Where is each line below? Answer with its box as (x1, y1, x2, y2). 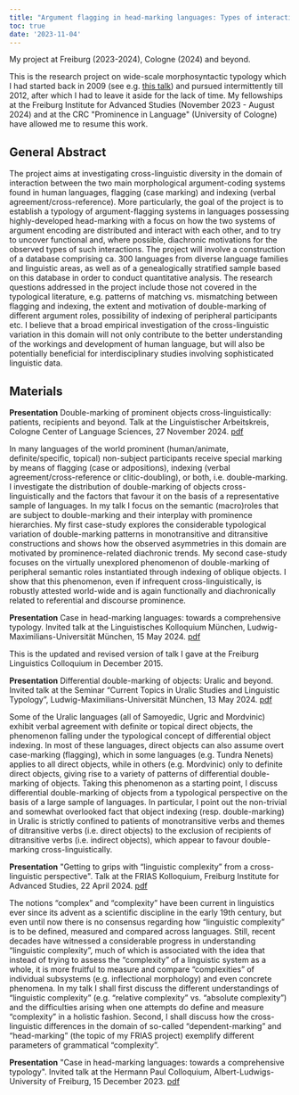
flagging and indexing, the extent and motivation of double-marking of (9, 301, 267, 312)
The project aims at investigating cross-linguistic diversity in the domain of (9, 169, 283, 179)
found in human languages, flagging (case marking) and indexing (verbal (9, 187, 276, 198)
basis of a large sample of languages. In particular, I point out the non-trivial (9, 797, 287, 807)
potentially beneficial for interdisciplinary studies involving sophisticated (9, 349, 274, 359)
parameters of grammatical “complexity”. (9, 1040, 159, 1050)
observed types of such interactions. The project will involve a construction (9, 244, 287, 255)
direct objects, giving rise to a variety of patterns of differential (9, 769, 239, 778)
